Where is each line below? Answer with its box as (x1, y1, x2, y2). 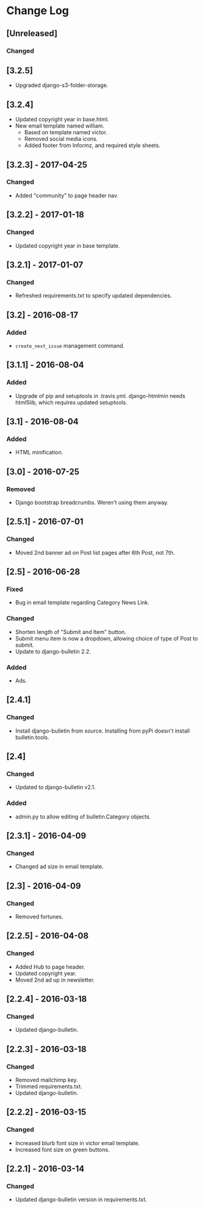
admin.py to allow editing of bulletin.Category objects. (15, 813, 151, 820)
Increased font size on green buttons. (15, 1146, 110, 1153)
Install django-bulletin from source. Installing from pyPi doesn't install (15, 727, 191, 734)
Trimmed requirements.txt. (15, 1083, 82, 1090)
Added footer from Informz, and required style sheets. (24, 142, 161, 149)
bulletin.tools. (15, 733, 49, 741)
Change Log (6, 4, 69, 18)
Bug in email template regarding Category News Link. (15, 599, 150, 606)
